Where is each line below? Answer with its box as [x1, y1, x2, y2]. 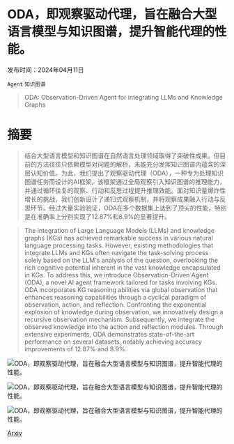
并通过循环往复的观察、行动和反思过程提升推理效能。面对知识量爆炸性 [24, 186, 226, 194]
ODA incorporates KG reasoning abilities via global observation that [24, 285, 218, 293]
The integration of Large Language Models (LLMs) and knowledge [24, 226, 214, 234]
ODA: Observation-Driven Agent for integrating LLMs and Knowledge [24, 93, 223, 101]
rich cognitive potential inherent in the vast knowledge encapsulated [24, 263, 221, 272]
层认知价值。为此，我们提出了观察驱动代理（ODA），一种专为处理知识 [24, 169, 224, 177]
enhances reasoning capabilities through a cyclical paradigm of [24, 293, 207, 301]
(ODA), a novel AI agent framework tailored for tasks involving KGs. [24, 278, 217, 286]
